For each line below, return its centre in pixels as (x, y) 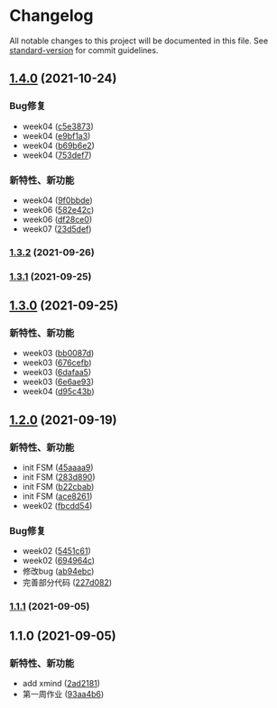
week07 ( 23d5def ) (57, 229)
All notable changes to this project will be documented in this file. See (139, 41)
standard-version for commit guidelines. (84, 50)
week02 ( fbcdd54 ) (57, 506)
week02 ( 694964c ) (59, 561)
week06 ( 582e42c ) (58, 209)
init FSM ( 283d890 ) (59, 477)
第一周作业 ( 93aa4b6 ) (63, 694)
